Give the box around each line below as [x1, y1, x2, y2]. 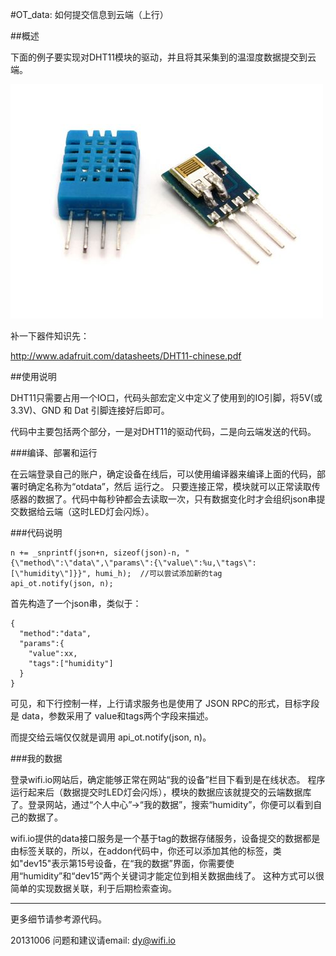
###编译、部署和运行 [10, 447, 98, 458]
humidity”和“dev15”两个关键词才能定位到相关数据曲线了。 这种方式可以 [23, 870, 316, 882]
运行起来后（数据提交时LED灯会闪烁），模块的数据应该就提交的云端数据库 [10, 786, 312, 798]
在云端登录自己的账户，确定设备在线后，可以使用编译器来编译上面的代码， [10, 468, 317, 480]
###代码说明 [10, 527, 63, 538]
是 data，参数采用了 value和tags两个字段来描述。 [10, 710, 214, 722]
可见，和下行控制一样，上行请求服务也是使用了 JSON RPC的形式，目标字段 [10, 698, 320, 709]
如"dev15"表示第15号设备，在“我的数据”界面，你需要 [10, 858, 226, 869]
